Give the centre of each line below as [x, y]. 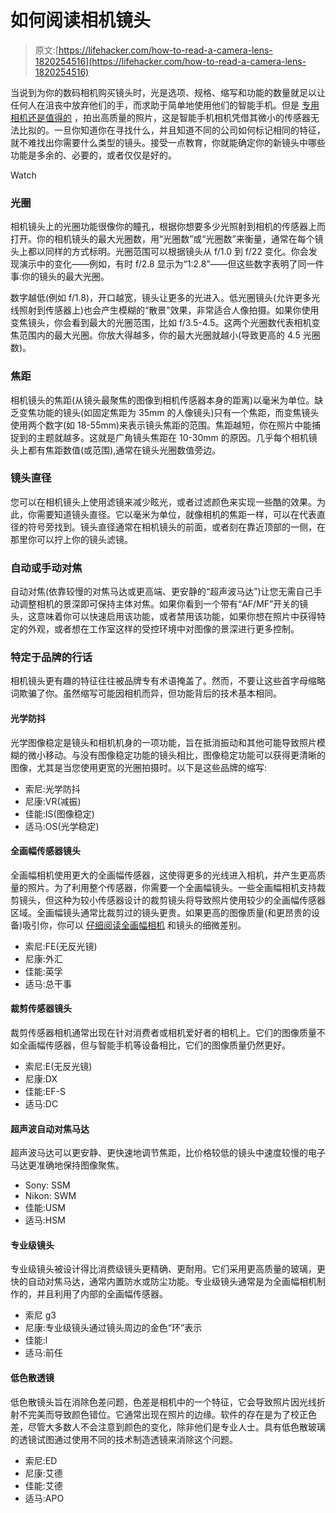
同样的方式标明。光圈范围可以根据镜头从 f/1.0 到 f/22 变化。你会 [176, 252]
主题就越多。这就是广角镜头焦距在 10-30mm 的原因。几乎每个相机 [172, 437]
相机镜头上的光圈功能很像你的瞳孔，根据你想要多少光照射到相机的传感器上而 [168, 227]
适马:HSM [45, 1220]
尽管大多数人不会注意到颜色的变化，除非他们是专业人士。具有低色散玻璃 [176, 1427]
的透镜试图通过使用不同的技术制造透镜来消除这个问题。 [124, 1439]
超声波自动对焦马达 [50, 1128]
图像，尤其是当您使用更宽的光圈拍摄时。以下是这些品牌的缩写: [139, 767]
